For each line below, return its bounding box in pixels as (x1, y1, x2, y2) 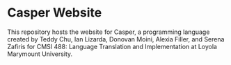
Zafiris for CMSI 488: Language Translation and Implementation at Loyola (7, 42, 218, 50)
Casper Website (7, 5, 102, 21)
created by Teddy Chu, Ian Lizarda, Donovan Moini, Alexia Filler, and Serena (7, 35, 225, 43)
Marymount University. (7, 50, 73, 58)
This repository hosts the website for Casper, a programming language (7, 28, 210, 36)
